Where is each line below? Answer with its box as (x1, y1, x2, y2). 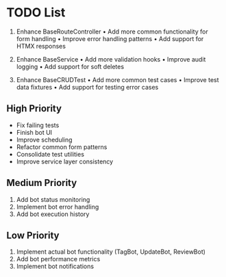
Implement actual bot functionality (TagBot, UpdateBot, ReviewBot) (16, 248, 206, 256)
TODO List (6, 5, 66, 21)
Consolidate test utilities (16, 150, 85, 158)
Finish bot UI (16, 128, 53, 136)
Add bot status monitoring (16, 195, 90, 203)
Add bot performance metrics (16, 255, 101, 263)
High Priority (6, 103, 62, 114)
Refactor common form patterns (16, 142, 108, 151)
